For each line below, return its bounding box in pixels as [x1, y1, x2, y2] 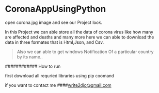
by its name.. [16, 54, 43, 59]
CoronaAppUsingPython [5, 3, 106, 15]
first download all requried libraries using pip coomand [5, 73, 114, 78]
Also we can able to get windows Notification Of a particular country [16, 49, 154, 55]
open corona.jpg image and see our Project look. [5, 19, 103, 25]
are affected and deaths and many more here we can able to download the [5, 34, 154, 40]
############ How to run [5, 63, 61, 69]
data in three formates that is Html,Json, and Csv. [5, 39, 104, 45]
